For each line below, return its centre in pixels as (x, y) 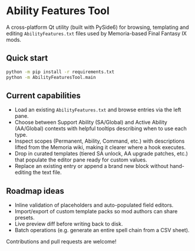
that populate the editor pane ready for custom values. (81, 160)
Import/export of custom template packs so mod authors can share (96, 212)
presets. (24, 218)
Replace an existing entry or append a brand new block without (92, 166)
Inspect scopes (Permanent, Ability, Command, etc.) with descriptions (100, 141)
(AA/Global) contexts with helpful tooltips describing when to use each (100, 128)
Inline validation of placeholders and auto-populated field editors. (94, 205)
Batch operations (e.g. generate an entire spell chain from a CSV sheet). (102, 230)
